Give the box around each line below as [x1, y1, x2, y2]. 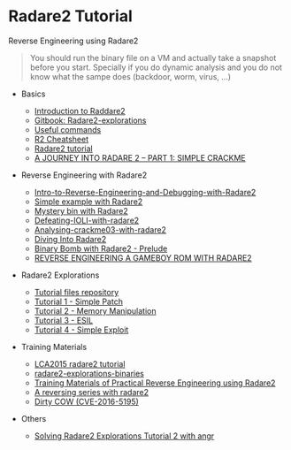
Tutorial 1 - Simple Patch [34, 296, 123, 307]
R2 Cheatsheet [34, 133, 89, 144]
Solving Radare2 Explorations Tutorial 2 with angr [34, 431, 215, 441]
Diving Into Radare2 [34, 233, 107, 244]
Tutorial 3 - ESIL [34, 315, 94, 325]
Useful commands [34, 124, 102, 134]
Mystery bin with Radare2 [34, 205, 129, 216]
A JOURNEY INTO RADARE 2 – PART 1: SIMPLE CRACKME [34, 152, 246, 163]
